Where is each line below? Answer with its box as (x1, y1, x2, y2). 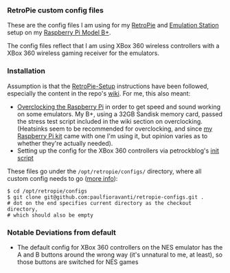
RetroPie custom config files (7, 6, 104, 15)
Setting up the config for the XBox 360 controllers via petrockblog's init (16, 146, 220, 155)
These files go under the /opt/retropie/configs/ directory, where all (7, 167, 202, 175)
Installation (7, 66, 46, 76)
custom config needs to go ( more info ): (7, 174, 118, 182)
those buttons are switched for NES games (16, 257, 139, 266)
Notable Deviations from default (7, 228, 117, 237)
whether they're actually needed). (16, 139, 113, 147)
